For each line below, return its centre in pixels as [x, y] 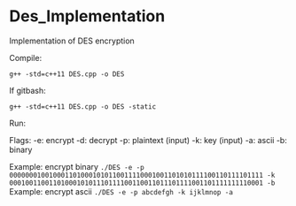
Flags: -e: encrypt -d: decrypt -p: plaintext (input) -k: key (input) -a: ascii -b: [148, 140]
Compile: [26, 57]
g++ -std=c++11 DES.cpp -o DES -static [83, 107]
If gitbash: [27, 90]
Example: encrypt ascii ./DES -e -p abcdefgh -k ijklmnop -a [121, 191]
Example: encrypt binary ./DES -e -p [77, 166]
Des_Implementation [87, 16]
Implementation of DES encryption [72, 41]
